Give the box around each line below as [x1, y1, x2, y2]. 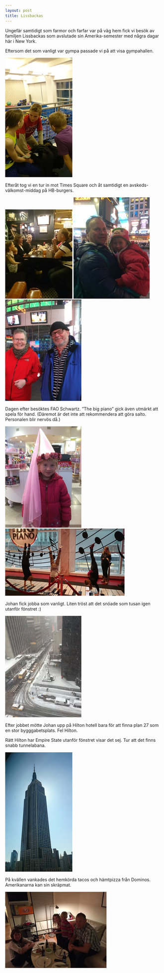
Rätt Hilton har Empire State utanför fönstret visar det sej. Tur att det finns [5, 737, 156, 743]
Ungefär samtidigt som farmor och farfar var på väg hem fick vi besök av [5, 27, 155, 33]
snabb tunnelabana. [5, 742, 46, 748]
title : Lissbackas [5, 13, 43, 18]
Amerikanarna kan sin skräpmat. [5, 882, 72, 887]
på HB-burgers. [42, 187, 74, 193]
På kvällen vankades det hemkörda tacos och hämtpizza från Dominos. [5, 877, 151, 883]
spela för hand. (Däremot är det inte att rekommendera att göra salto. [5, 411, 147, 417]
